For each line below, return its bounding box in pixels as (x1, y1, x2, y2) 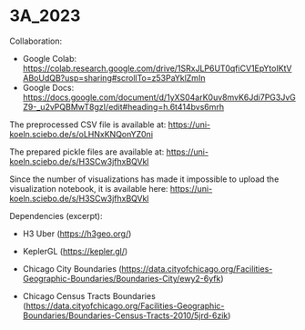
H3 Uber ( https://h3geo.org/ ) (22, 228, 132, 239)
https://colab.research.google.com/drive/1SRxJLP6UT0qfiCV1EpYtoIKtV (22, 63, 292, 74)
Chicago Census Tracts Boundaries (22, 290, 157, 301)
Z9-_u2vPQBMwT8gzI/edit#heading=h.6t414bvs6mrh (22, 101, 225, 112)
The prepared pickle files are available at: (9, 146, 165, 157)
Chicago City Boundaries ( (22, 263, 122, 274)
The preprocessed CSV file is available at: (9, 119, 167, 130)
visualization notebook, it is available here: (9, 183, 168, 194)
